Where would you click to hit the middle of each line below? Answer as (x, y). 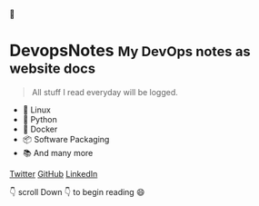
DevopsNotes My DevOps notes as (130, 51)
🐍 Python (40, 119)
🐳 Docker (40, 129)
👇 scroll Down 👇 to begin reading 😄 (77, 191)
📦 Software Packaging (66, 139)
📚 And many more (58, 152)
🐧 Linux (37, 110)
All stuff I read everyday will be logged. (105, 92)
